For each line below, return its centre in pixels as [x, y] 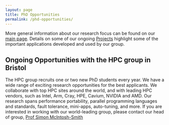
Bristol [16, 68]
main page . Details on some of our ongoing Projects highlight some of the [82, 39]
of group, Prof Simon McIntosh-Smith [44, 117]
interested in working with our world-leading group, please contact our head [84, 112]
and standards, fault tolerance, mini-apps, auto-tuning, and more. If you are [84, 106]
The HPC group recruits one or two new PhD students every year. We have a [85, 80]
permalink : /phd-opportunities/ [39, 19]
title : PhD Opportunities [32, 15]
